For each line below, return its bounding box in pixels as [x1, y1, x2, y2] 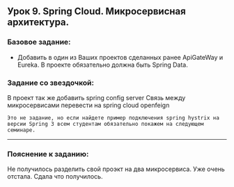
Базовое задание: [7, 38, 71, 47]
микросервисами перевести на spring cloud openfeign [7, 101, 170, 109]
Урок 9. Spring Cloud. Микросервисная [7, 6, 186, 17]
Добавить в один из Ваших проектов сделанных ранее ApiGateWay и [17, 53, 224, 61]
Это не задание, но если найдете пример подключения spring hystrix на [7, 114, 219, 121]
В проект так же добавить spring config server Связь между [7, 93, 186, 101]
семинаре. [7, 127, 36, 133]
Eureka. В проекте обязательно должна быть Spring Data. [17, 60, 188, 69]
